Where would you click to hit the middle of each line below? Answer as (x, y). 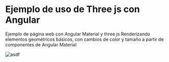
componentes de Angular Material (41, 44)
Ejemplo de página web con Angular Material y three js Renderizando (78, 34)
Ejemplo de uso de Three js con (73, 9)
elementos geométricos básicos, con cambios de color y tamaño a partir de (84, 39)
